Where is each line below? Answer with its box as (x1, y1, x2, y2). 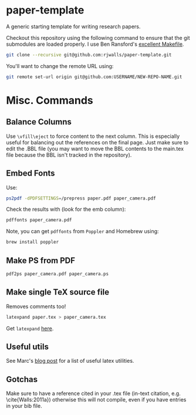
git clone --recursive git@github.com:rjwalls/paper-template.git (6, 52, 172, 58)
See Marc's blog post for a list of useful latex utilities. (6, 357, 134, 365)
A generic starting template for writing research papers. (6, 23, 141, 30)
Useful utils (6, 342, 49, 352)
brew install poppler (6, 239, 59, 245)
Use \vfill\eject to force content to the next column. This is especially (6, 133, 180, 140)
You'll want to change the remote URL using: (6, 62, 114, 69)
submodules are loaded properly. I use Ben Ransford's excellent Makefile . (6, 41, 184, 48)
